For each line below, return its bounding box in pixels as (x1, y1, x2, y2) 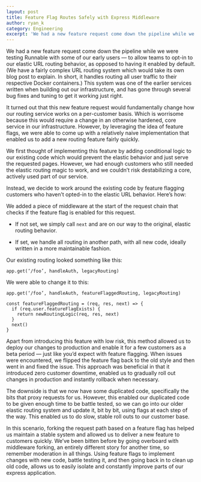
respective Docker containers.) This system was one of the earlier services (6, 79, 192, 87)
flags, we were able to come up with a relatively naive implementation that (6, 130, 190, 137)
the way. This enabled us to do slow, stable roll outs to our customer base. (6, 413, 190, 420)
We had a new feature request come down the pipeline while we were (6, 47, 179, 55)
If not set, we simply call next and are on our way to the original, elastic (14, 220, 191, 228)
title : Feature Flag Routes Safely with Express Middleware (6, 14, 160, 20)
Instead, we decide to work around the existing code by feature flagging (6, 184, 185, 192)
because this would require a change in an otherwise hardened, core (6, 116, 176, 124)
